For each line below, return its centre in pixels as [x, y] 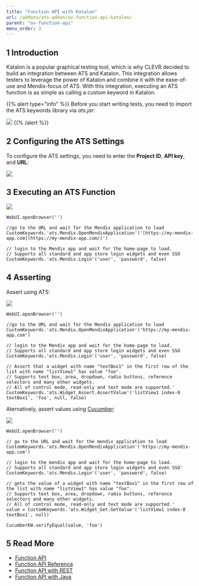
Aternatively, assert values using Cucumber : [61, 409]
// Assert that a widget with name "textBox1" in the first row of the [97, 366]
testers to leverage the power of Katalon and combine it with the [85, 80]
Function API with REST [44, 570]
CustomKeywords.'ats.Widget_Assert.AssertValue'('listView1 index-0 [93, 392]
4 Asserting [29, 278]
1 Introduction [32, 52]
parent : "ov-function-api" [40, 23]
